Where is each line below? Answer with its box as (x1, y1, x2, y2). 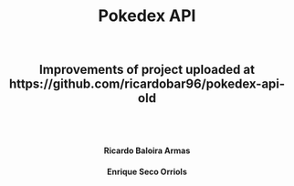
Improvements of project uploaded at (38, 62, 256, 77)
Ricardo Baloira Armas (103, 145, 191, 156)
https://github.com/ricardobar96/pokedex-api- (8, 77, 286, 92)
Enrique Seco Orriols (107, 166, 187, 177)
